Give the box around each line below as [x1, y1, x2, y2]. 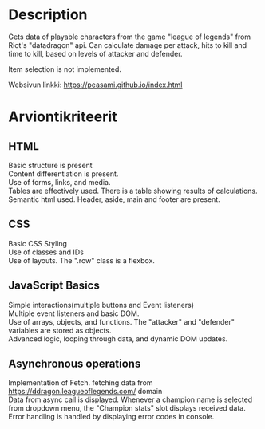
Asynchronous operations [8, 356, 141, 370]
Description [8, 6, 88, 24]
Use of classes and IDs [8, 247, 84, 257]
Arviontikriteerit [8, 108, 117, 126]
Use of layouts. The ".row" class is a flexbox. [8, 255, 156, 265]
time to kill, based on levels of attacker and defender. [8, 49, 183, 58]
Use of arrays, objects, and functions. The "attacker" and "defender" [8, 317, 235, 326]
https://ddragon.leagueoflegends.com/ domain [8, 387, 163, 396]
